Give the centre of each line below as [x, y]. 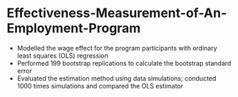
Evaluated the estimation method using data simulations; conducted [117, 78]
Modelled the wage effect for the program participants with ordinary [117, 48]
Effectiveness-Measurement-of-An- [117, 13]
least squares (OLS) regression [62, 56]
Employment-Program [74, 28]
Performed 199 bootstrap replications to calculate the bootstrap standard [124, 63]
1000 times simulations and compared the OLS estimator [100, 86]
